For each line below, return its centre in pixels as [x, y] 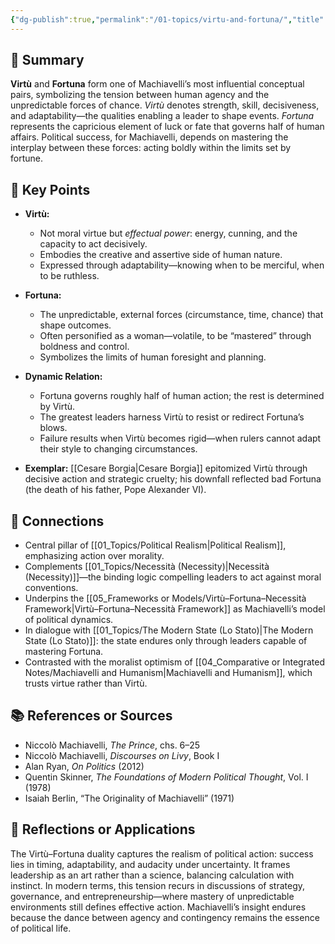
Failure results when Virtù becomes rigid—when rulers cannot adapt [180, 438]
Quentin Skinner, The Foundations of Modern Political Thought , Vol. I [166, 777]
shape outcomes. [75, 325]
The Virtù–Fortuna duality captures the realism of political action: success [162, 853]
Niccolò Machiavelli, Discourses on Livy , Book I [122, 755]
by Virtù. [57, 407]
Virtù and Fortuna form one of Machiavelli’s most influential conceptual [157, 84]
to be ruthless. [69, 276]
